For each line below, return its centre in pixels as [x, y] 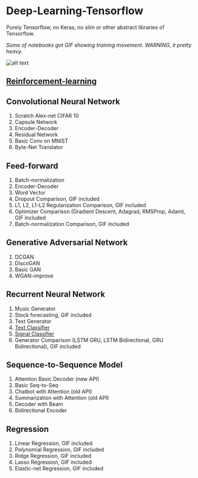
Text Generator [33, 321]
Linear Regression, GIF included [53, 443]
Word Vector [30, 192]
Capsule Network [36, 122]
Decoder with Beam [39, 404]
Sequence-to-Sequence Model [64, 365]
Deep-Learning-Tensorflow [75, 11]
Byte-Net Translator [39, 147]
